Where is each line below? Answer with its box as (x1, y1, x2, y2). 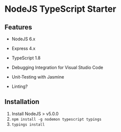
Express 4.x (11, 46, 36, 51)
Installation (4, 98, 40, 106)
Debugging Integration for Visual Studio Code (11, 65, 103, 70)
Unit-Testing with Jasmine (11, 74, 64, 79)
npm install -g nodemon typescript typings (11, 117, 102, 122)
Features (4, 23, 32, 31)
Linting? (11, 83, 28, 89)
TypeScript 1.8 (11, 55, 41, 61)
